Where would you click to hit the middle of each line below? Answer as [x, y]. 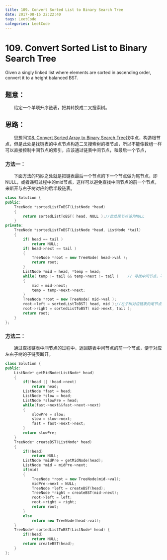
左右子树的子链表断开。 [29, 354]
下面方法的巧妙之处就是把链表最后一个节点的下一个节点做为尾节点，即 [85, 176]
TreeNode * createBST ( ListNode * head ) [53, 442]
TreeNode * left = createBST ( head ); [69, 488]
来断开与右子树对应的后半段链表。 [40, 188]
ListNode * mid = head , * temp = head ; [62, 272]
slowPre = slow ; [48, 414]
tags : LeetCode [21, 19]
